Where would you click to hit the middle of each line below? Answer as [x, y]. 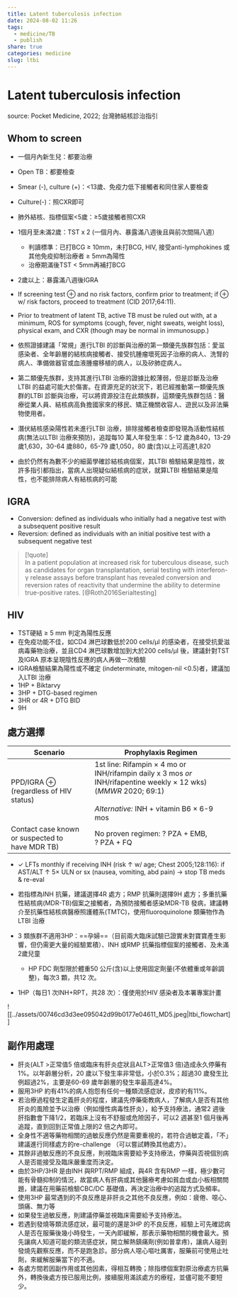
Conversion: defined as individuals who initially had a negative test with [122, 519]
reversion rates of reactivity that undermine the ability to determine [123, 585]
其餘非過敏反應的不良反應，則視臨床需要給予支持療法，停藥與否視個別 [120, 1153]
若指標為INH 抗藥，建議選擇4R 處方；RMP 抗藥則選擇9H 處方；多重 [116, 894]
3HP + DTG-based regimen [57, 693]
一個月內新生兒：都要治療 [55, 156]
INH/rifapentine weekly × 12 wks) [151, 782]
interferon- [212, 570]
